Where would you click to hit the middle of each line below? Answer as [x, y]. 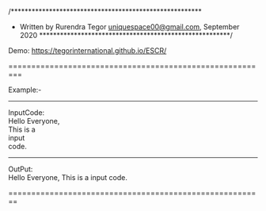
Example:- [25, 90]
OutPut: [21, 169]
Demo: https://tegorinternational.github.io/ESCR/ [87, 50]
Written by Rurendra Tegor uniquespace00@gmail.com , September [129, 27]
